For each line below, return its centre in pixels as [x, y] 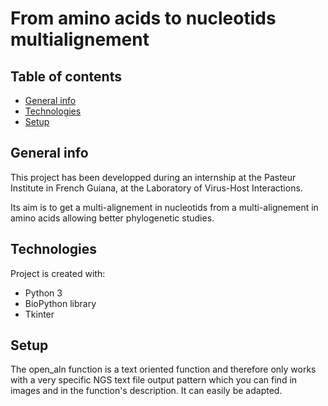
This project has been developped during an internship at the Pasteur [153, 177]
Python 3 [43, 293]
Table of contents [66, 76]
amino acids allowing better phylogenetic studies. [112, 218]
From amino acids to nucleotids [143, 18]
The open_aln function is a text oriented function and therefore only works [163, 369]
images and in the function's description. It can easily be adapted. [146, 391]
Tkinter [39, 314]
